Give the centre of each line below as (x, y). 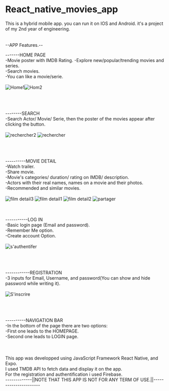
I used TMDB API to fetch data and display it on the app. (64, 369)
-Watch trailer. (20, 166)
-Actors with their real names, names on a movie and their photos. (74, 183)
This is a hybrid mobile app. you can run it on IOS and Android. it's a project (84, 23)
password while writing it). (33, 283)
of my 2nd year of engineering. (38, 28)
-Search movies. (23, 71)
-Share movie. (20, 172)
